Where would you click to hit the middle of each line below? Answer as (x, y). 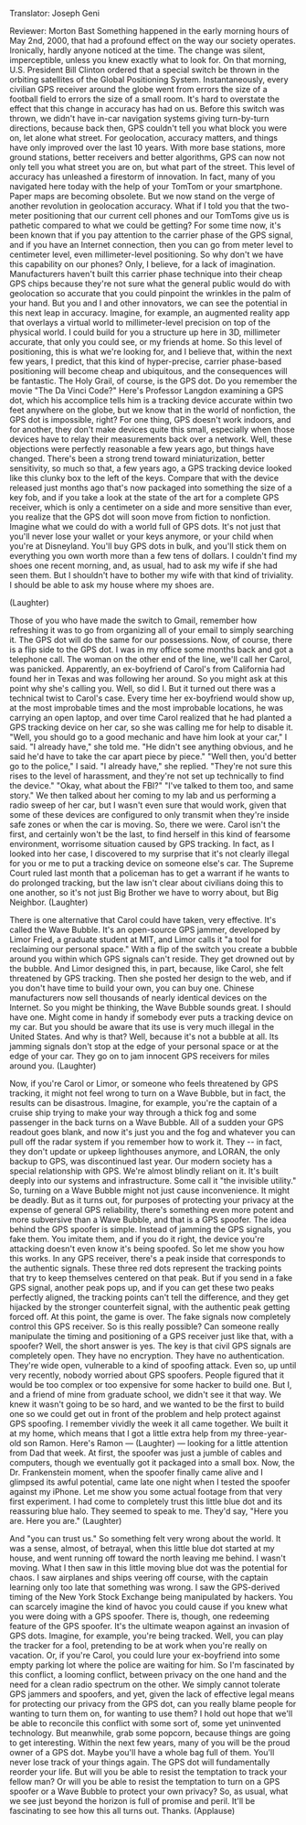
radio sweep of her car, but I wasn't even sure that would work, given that (148, 805)
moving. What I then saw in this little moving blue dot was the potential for (148, 1567)
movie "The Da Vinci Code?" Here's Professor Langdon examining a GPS (147, 391)
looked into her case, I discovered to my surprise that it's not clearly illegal (149, 853)
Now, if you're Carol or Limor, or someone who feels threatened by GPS (144, 1084)
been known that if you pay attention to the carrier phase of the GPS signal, (152, 235)
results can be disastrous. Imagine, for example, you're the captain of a (143, 1103)
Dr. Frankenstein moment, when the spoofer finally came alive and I (136, 1472)
